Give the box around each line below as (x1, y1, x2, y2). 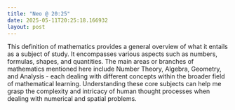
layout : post (7, 23, 46, 30)
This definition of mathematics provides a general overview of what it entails (7, 43, 228, 51)
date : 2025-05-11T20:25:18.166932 (7, 17, 109, 24)
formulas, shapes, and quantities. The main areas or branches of (7, 57, 194, 66)
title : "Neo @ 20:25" (7, 10, 71, 18)
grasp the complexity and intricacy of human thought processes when (7, 87, 210, 95)
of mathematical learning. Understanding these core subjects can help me (7, 80, 222, 88)
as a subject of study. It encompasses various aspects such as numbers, (7, 50, 217, 58)
